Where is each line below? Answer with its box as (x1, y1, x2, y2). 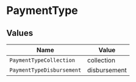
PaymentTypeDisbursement (9, 67, 82, 73)
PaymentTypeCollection (9, 57, 75, 64)
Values (6, 28, 34, 38)
